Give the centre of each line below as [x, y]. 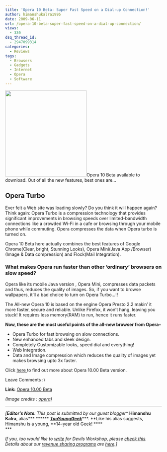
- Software [21, 79]
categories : [17, 47]
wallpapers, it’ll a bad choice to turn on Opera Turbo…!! [62, 295]
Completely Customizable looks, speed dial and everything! [73, 344]
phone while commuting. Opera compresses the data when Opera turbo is [81, 228]
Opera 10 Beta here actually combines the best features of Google [73, 243]
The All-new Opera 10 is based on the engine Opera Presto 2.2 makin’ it [79, 304]
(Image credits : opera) [29, 399]
